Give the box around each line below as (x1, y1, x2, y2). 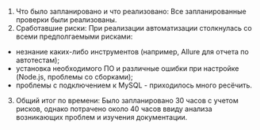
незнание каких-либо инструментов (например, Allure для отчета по (15, 47, 250, 56)
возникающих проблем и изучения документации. (15, 113, 188, 121)
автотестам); (15, 55, 60, 65)
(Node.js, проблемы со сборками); (15, 72, 133, 81)
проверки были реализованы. (15, 15, 117, 24)
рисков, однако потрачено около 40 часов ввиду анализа (15, 104, 212, 113)
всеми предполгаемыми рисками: (15, 32, 133, 41)
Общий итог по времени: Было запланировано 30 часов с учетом (15, 96, 239, 105)
